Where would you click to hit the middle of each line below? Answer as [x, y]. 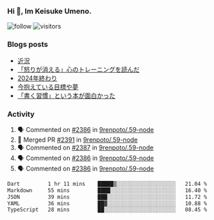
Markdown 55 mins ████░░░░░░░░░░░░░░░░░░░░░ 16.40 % [107, 190]
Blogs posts [28, 45]
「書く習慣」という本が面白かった [66, 95]
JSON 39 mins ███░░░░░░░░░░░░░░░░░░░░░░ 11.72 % [107, 197]
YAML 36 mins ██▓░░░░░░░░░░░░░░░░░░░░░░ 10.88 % [107, 203]
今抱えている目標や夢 [48, 87]
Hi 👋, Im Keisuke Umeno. [49, 11]
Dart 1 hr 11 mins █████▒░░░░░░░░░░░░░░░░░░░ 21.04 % [107, 184]
